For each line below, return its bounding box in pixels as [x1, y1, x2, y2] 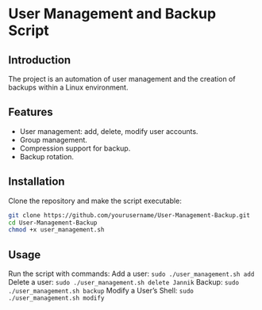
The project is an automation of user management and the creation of [8, 75, 236, 83]
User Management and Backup [8, 5, 217, 23]
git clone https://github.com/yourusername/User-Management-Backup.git [8, 211, 250, 219]
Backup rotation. [19, 151, 74, 161]
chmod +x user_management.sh [8, 226, 105, 234]
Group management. [19, 135, 87, 144]
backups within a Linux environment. [8, 82, 129, 92]
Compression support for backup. [19, 144, 131, 153]
